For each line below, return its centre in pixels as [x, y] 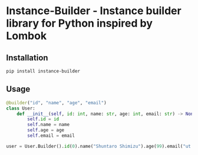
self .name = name [48, 125]
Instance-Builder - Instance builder [94, 11]
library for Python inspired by [80, 23]
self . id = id [43, 119]
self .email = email [51, 136]
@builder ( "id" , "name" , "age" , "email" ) [57, 103]
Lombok [27, 36]
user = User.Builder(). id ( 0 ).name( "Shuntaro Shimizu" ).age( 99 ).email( [95, 146]
